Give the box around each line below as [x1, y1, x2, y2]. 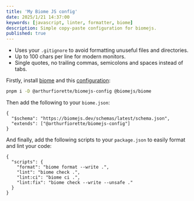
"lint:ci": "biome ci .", [17, 174, 81, 180]
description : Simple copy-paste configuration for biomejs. [6, 25, 157, 31]
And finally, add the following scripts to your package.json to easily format [6, 136, 186, 143]
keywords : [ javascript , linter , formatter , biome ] [6, 19, 133, 25]
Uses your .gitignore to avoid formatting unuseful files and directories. [14, 47, 189, 54]
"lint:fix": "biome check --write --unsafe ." [17, 180, 133, 186]
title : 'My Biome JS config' [6, 8, 78, 15]
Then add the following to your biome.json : [6, 99, 110, 106]
